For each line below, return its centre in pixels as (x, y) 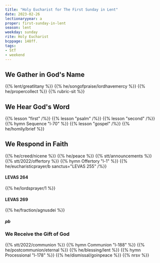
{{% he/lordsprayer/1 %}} (30, 188)
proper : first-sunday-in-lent (36, 23)
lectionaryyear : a (24, 19)
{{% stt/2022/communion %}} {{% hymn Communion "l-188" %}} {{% (75, 244)
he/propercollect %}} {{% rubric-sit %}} (45, 92)
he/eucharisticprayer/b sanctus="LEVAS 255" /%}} (56, 166)
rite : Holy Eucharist (27, 37)
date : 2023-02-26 (23, 14)
